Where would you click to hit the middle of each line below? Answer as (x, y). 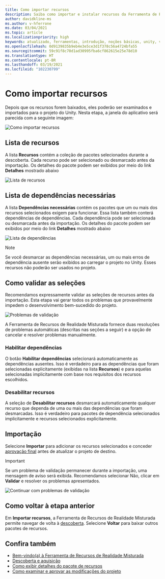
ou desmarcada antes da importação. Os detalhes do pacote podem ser (78, 223)
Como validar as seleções (45, 283)
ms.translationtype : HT (29, 55)
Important (15, 461)
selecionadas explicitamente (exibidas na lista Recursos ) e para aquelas (78, 369)
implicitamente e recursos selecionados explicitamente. (61, 418)
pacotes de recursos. (27, 528)
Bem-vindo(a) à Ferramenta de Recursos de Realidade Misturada (78, 556)
